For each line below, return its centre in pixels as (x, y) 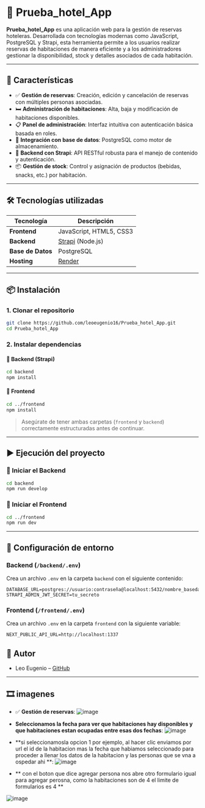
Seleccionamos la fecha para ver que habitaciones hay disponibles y (104, 724)
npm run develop (27, 489)
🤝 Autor (21, 653)
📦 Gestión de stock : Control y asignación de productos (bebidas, (98, 166)
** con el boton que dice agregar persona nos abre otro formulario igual (106, 773)
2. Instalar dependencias (44, 344)
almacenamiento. (37, 146)
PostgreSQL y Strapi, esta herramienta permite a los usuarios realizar (93, 42)
